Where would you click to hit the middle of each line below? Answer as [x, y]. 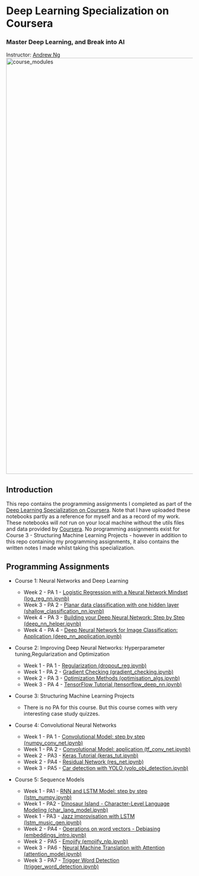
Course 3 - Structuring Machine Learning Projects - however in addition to [97, 535]
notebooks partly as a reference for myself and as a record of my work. [93, 516]
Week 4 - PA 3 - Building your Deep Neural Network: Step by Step [104, 618]
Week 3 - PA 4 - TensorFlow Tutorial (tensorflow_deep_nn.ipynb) [103, 685]
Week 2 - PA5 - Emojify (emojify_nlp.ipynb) [76, 842]
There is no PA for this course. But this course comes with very [100, 707]
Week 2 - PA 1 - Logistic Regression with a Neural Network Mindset [106, 592]
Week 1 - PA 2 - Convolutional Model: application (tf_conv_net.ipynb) [107, 749]
